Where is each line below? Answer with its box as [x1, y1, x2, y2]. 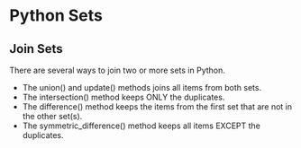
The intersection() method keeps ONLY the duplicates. [22, 91, 225, 102]
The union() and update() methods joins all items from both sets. [22, 83, 262, 92]
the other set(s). [22, 111, 83, 121]
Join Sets [9, 41, 63, 57]
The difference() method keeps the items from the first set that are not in [22, 101, 293, 112]
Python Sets [9, 5, 104, 26]
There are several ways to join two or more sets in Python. [9, 65, 225, 75]
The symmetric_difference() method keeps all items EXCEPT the [22, 120, 261, 131]
